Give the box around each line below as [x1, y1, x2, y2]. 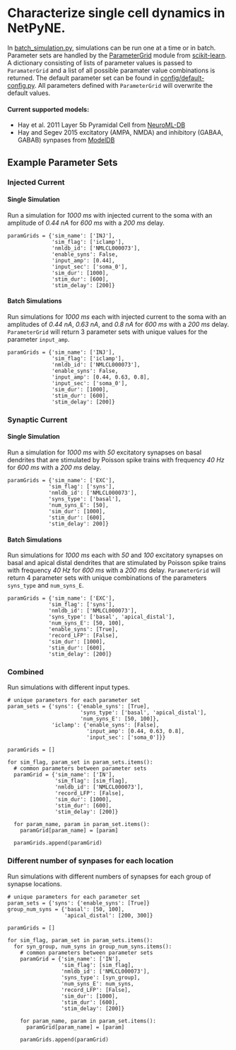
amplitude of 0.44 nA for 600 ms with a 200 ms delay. [7, 218, 165, 227]
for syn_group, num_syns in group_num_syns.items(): [13, 943, 172, 950]
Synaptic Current [7, 415, 68, 425]
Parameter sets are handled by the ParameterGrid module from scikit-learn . [7, 51, 228, 60]
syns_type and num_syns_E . [7, 581, 84, 590]
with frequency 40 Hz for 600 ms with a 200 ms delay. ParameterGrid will [7, 566, 220, 575]
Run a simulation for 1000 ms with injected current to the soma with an [7, 211, 213, 219]
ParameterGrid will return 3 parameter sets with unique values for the [7, 328, 208, 336]
